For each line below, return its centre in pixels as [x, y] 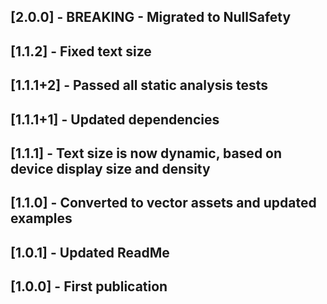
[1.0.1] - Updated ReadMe [90, 252]
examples [41, 218]
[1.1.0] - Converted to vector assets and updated [163, 203]
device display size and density [110, 168]
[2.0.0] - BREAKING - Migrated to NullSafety [151, 17]
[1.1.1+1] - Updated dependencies [115, 119]
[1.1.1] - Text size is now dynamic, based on [146, 153]
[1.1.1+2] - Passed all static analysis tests [139, 85]
